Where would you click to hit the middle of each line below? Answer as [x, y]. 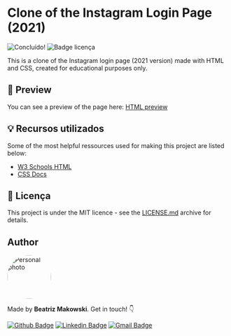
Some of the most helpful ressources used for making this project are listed [116, 145]
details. [18, 220]
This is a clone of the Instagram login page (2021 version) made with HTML [115, 60]
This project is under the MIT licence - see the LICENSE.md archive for [109, 213]
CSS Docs [32, 174]
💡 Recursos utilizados [56, 129]
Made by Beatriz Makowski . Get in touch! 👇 [71, 309]
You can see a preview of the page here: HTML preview [87, 107]
